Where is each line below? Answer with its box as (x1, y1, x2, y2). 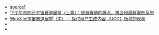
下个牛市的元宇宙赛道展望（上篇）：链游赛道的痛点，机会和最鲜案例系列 (9, 10, 154, 15)
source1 (9, 4, 26, 10)
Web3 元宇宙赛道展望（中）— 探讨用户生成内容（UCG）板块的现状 (9, 16, 146, 21)
